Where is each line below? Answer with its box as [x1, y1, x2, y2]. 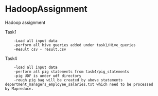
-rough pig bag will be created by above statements [14, 77, 123, 82]
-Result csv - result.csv [14, 47, 67, 52]
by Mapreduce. [5, 86, 34, 91]
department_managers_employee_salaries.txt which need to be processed [5, 82, 153, 87]
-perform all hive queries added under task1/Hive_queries [14, 42, 136, 47]
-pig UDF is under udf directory [14, 73, 82, 78]
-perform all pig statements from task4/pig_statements [14, 69, 130, 74]
